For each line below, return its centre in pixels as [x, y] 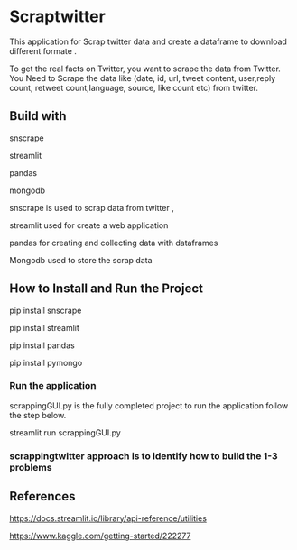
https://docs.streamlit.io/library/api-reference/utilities [108, 518]
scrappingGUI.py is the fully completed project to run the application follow [149, 405]
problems [31, 467]
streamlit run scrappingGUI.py [65, 432]
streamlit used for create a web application [89, 225]
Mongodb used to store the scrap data [81, 260]
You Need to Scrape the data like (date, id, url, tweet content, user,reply [143, 78]
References [42, 496]
